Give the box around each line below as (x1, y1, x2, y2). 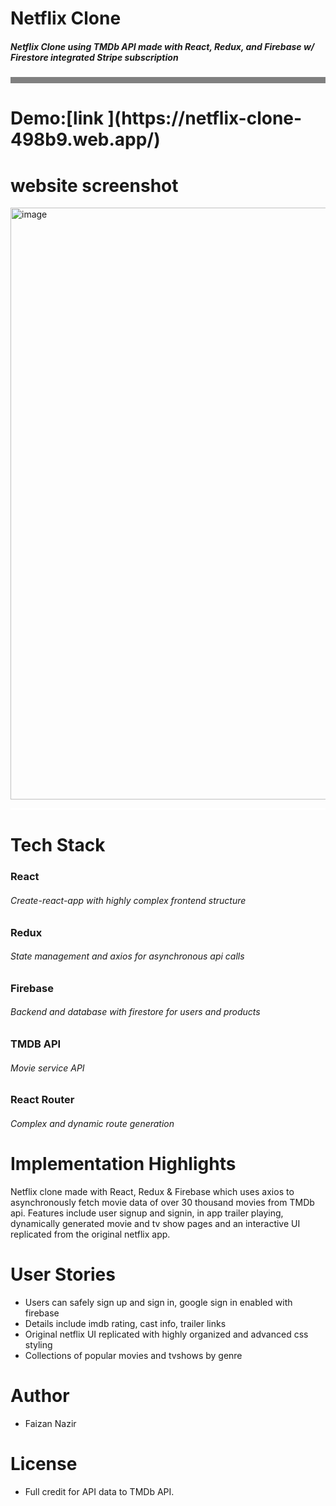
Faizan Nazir (24, 1417, 77, 1429)
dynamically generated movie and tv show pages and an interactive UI (10, 1217, 301, 1229)
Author (10, 1384, 70, 1407)
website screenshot (10, 174, 179, 197)
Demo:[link (10, 107, 104, 130)
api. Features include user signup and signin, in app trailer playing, (10, 1207, 284, 1219)
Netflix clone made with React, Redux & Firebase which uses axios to (10, 1185, 295, 1197)
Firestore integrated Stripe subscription (10, 51, 179, 63)
